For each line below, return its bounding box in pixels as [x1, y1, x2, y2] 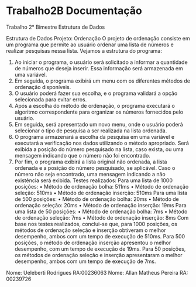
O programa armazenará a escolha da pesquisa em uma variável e [14, 133, 174, 140]
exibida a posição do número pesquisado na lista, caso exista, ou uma [14, 145, 184, 153]
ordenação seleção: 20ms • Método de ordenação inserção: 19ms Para [14, 201, 187, 209]
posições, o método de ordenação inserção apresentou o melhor [14, 239, 171, 246]
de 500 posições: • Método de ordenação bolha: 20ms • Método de [14, 195, 180, 203]
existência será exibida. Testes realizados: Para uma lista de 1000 [14, 177, 173, 184]
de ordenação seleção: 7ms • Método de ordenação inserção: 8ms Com [14, 214, 189, 221]
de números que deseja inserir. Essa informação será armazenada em [14, 64, 183, 71]
